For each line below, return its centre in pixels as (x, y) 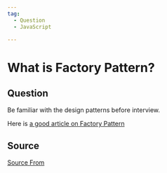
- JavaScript (33, 27)
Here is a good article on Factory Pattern (66, 124)
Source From (26, 162)
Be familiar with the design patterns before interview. (83, 110)
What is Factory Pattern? (81, 68)
